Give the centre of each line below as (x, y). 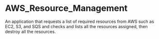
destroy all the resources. (31, 31)
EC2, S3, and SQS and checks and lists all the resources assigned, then (76, 26)
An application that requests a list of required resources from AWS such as (79, 21)
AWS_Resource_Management (66, 8)
